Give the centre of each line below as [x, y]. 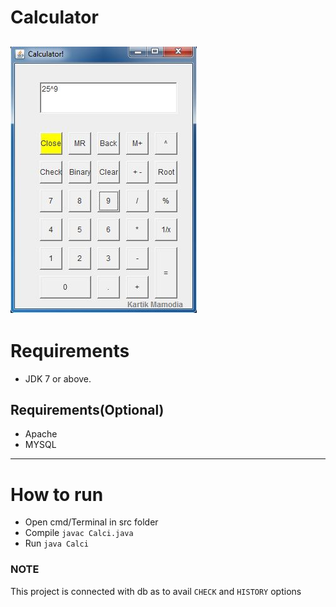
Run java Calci [56, 543]
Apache [41, 434]
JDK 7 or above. [58, 378]
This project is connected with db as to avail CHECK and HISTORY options [156, 591]
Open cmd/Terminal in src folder [91, 522]
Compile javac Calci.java [79, 533]
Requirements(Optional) [87, 409]
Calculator [54, 17]
